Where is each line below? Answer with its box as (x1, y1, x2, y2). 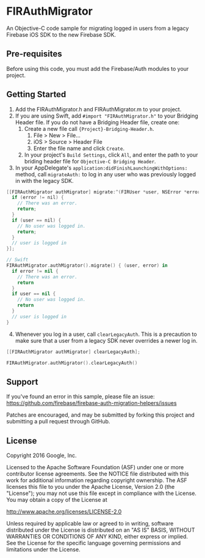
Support (6, 376, 38, 387)
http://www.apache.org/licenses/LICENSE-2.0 (6, 508, 122, 515)
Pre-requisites (6, 49, 62, 59)
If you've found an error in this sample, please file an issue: (6, 393, 155, 400)
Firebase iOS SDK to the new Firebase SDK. (6, 31, 117, 38)
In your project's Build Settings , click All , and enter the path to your (24, 151, 198, 158)
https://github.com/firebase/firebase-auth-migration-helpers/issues (6, 400, 177, 407)
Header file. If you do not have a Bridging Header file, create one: (15, 118, 180, 126)
